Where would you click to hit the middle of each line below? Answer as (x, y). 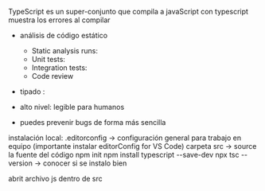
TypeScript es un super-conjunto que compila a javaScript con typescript (129, 12)
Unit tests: (49, 59)
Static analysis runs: (64, 51)
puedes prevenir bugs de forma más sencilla (93, 122)
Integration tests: (59, 68)
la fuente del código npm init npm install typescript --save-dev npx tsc (124, 155)
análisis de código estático (64, 35)
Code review (53, 76)
